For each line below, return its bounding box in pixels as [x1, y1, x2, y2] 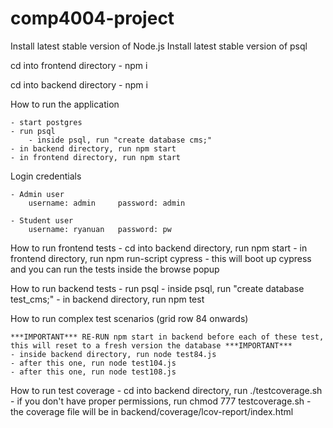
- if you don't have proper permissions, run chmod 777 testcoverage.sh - [10, 395, 312, 407]
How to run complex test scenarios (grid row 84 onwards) [10, 312, 249, 324]
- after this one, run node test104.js [10, 358, 177, 368]
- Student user [10, 215, 74, 226]
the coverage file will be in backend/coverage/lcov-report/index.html [10, 405, 294, 417]
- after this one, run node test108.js [10, 367, 177, 377]
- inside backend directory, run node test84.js [10, 349, 217, 359]
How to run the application [10, 98, 120, 110]
